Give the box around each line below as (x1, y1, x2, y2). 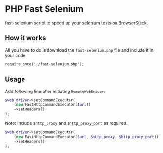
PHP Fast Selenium (5, 3, 84, 15)
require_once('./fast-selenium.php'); (5, 61, 84, 67)
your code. (5, 52, 27, 58)
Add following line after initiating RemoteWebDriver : (5, 88, 106, 94)
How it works (5, 34, 46, 42)
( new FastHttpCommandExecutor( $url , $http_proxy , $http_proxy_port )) (14, 134, 159, 139)
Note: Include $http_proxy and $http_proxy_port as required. (5, 121, 128, 126)
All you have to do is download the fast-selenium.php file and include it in (5, 47, 154, 53)
